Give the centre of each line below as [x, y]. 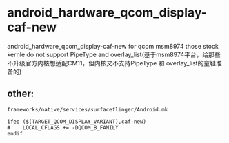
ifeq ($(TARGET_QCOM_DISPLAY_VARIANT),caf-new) [77, 122]
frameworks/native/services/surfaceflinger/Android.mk [88, 109]
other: [21, 94]
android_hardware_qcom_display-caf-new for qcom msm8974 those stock [113, 46]
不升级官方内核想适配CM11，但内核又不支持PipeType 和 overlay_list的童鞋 [111, 63]
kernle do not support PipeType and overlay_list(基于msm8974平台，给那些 [114, 54]
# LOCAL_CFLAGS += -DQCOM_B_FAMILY [63, 128]
